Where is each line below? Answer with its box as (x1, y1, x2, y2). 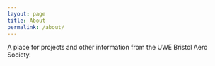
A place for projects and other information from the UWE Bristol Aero (7, 43, 208, 52)
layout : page (7, 10, 46, 18)
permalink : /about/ (7, 23, 65, 31)
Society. (7, 50, 32, 59)
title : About (7, 17, 46, 24)
